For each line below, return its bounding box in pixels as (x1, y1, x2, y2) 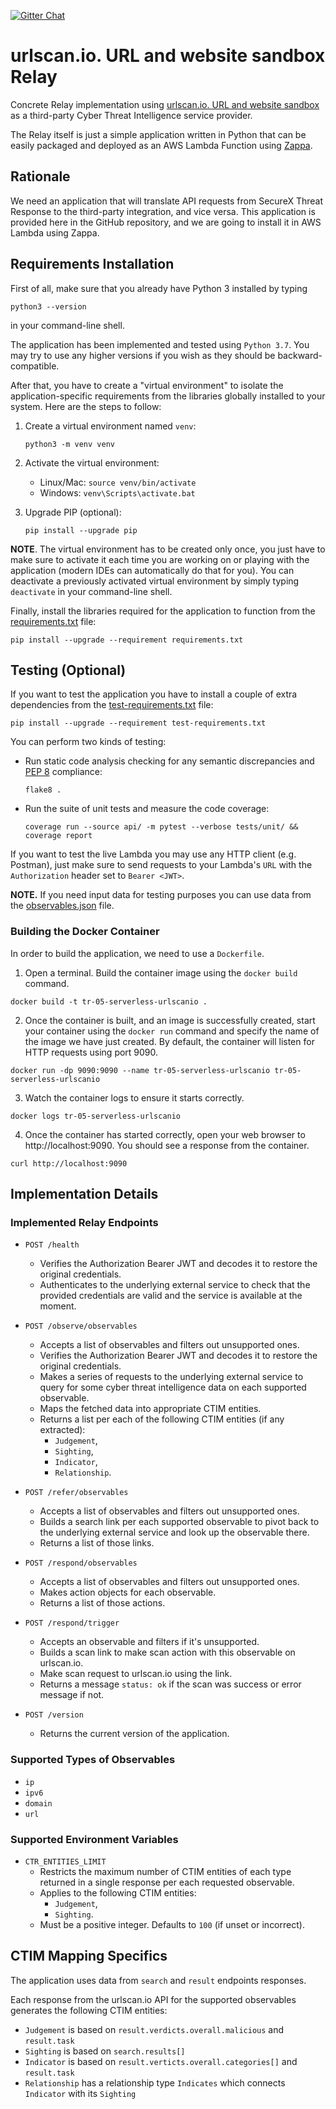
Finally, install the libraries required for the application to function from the (10, 605, 316, 617)
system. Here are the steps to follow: (10, 400, 162, 412)
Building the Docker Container (10, 925, 160, 939)
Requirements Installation (10, 256, 175, 273)
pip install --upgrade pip (24, 525, 138, 535)
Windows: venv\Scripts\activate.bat (39, 486, 196, 499)
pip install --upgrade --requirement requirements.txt (10, 635, 244, 645)
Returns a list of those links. (39, 1537, 155, 1549)
